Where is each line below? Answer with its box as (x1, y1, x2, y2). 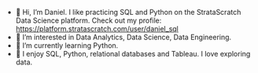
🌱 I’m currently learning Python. (15, 41, 119, 50)
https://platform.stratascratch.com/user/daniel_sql (15, 24, 179, 33)
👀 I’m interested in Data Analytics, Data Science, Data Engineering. (15, 32, 232, 42)
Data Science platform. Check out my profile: (15, 16, 162, 25)
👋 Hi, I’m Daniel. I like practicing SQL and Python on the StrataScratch (15, 8, 241, 16)
